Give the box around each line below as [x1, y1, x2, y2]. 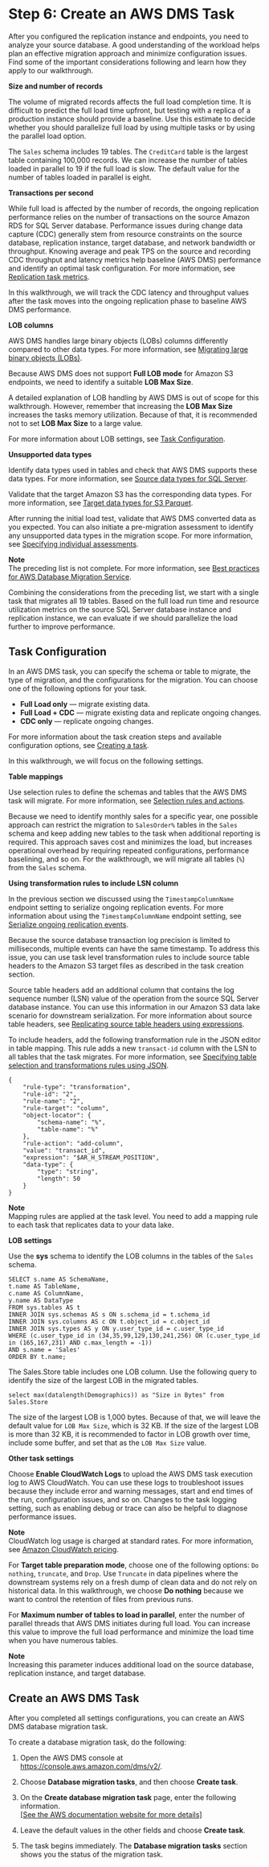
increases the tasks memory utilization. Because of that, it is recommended [8, 410, 258, 419]
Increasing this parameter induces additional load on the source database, [8, 1659, 255, 1669]
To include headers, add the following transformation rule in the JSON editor [8, 1035, 261, 1044]
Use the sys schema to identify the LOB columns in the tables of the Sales [8, 1251, 254, 1261]
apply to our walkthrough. [8, 65, 94, 75]
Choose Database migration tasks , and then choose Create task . [19, 1777, 238, 1786]
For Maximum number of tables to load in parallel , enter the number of [8, 1609, 245, 1619]
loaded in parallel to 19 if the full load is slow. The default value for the [8, 163, 239, 173]
